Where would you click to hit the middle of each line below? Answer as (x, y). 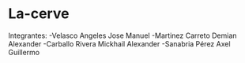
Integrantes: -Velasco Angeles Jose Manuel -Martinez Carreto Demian (122, 35)
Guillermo (24, 52)
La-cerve (39, 14)
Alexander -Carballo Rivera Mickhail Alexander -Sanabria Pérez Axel (119, 43)
